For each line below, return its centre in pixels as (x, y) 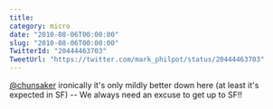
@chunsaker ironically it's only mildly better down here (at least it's (134, 85)
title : (22, 18)
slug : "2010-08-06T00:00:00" (64, 43)
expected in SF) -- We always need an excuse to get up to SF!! (126, 95)
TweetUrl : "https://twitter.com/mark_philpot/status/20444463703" (137, 59)
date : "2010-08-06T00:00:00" (64, 34)
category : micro (40, 26)
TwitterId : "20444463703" (58, 51)
